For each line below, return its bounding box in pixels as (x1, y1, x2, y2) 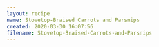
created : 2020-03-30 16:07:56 (6, 23, 94, 30)
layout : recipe (6, 10, 50, 17)
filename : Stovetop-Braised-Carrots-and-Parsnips (6, 29, 153, 37)
